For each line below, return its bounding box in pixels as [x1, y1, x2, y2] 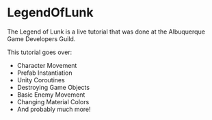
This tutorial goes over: [7, 48, 72, 56]
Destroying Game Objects [16, 83, 90, 91]
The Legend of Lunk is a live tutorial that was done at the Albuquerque [7, 27, 205, 36]
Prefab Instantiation [16, 69, 72, 77]
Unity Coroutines [16, 75, 65, 84]
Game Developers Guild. [7, 34, 76, 43]
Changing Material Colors [16, 97, 90, 106]
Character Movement [16, 61, 77, 69]
